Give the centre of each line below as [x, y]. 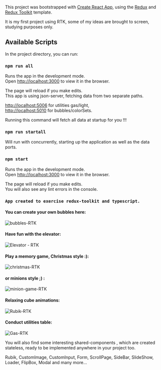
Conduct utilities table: [29, 322]
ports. [11, 147]
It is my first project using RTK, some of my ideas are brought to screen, [77, 22]
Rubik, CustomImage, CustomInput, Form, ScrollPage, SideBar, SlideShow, [80, 357]
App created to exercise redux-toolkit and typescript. [72, 201]
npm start [17, 159]
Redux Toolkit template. [29, 12]
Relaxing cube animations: [32, 300]
